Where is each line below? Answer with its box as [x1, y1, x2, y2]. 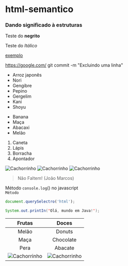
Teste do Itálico [5, 43, 38, 49]
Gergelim [12, 93, 32, 99]
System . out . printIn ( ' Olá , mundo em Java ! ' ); [5, 208, 100, 214]
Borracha [12, 150, 32, 157]
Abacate [54, 244, 74, 251]
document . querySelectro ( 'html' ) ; [5, 199, 75, 205]
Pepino [12, 88, 28, 94]
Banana [12, 114, 29, 120]
